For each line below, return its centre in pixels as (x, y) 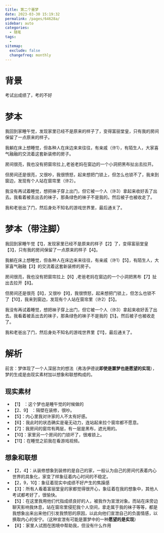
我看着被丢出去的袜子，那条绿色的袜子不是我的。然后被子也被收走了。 (84, 197)
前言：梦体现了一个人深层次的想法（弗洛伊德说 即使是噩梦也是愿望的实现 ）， (81, 368)
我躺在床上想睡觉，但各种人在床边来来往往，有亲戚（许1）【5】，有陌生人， (80, 260)
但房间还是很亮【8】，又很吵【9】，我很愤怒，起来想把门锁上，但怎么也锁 (78, 293)
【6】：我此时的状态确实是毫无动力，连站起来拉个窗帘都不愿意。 (77, 422)
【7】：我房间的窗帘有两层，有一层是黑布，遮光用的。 (66, 428)
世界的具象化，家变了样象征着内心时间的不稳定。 (61, 476)
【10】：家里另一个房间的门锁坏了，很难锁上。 (58, 434)
